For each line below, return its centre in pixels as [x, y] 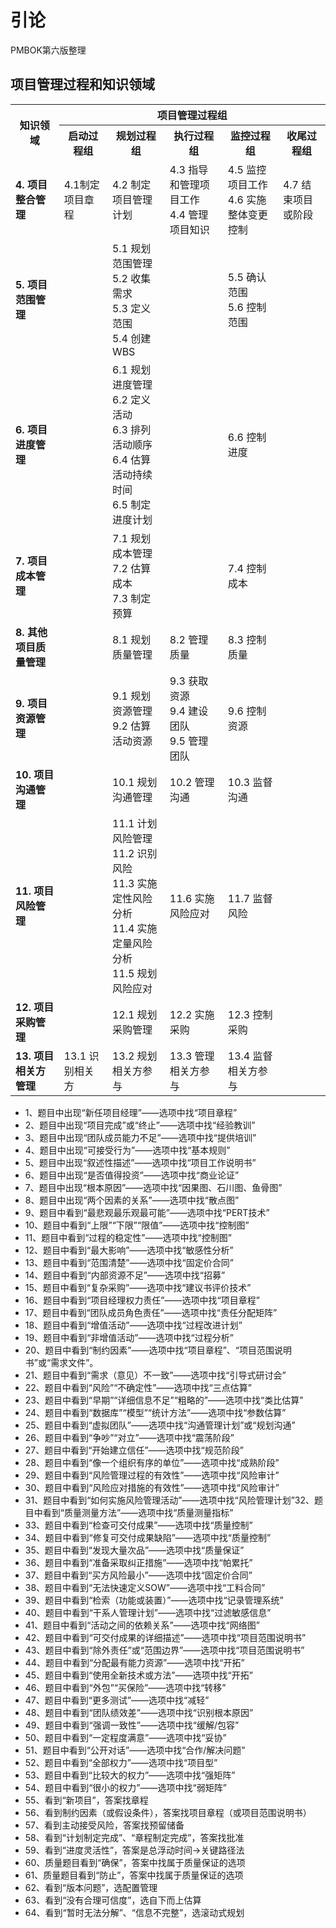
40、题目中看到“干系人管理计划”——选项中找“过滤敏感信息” [148, 1612]
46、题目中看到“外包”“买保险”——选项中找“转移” [125, 1687]
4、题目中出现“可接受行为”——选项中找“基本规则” [127, 1150]
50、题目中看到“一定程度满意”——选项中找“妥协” [125, 1737]
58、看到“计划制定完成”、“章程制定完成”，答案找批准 [134, 1837]
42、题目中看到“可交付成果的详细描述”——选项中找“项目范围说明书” [165, 1637]
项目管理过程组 [192, 115]
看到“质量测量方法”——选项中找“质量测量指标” [138, 1512]
